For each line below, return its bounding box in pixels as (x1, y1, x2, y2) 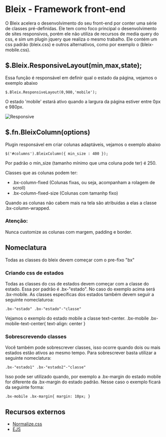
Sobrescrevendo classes (5, 333, 67, 340)
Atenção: (5, 217, 28, 224)
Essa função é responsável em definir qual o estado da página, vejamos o (5, 74, 157, 81)
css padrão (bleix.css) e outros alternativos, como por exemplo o (5, 41, 139, 47)
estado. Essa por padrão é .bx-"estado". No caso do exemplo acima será (5, 286, 155, 292)
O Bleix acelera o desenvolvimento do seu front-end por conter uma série (5, 20, 157, 26)
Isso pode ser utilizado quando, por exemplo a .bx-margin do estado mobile (5, 374, 161, 380)
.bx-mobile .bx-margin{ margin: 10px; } (5, 394, 91, 399)
